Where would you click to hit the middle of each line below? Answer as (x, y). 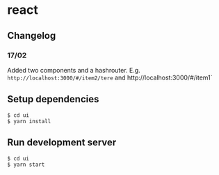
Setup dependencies (53, 99)
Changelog (32, 36)
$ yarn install (29, 121)
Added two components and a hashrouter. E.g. (74, 70)
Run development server (62, 143)
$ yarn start (26, 165)
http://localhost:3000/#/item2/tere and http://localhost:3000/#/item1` (110, 77)
